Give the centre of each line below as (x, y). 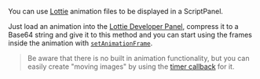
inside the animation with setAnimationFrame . (81, 43)
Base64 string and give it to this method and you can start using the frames (130, 35)
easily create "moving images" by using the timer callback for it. (131, 66)
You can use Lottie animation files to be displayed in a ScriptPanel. (116, 11)
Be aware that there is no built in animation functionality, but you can (138, 58)
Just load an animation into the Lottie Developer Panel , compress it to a (123, 26)
